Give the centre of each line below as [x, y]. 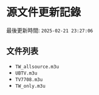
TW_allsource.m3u [37, 67]
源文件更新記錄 [44, 12]
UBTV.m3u [26, 73]
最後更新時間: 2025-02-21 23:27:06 [50, 30]
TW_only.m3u [30, 86]
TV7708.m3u [29, 79]
